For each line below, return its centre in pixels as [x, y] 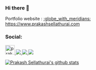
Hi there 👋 [17, 8]
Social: [14, 37]
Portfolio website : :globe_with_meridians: [48, 19]
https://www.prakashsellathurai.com [42, 24]
